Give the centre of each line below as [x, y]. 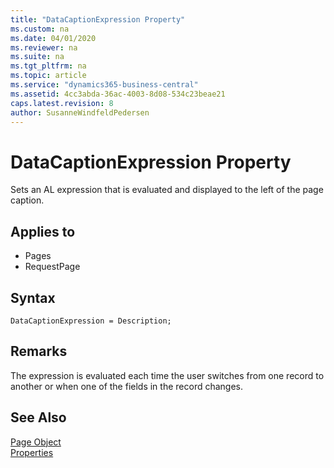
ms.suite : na [37, 57]
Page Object [36, 442]
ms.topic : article [48, 76]
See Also [38, 417]
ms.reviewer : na [44, 47]
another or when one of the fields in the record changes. [127, 386]
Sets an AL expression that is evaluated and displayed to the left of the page [167, 190]
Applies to [43, 231]
